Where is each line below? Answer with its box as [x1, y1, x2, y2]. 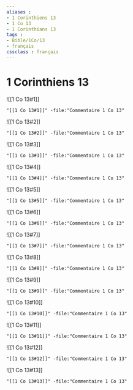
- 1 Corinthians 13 [6, 26, 56, 32]
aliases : [6, 9, 32, 15]
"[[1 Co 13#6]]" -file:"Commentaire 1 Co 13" [6, 220, 124, 227]
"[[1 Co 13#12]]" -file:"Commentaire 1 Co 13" [6, 356, 127, 362]
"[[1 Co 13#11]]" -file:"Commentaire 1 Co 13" [6, 333, 127, 339]
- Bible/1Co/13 [6, 37, 45, 43]
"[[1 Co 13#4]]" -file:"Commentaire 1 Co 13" [6, 175, 124, 181]
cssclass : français [6, 49, 59, 55]
